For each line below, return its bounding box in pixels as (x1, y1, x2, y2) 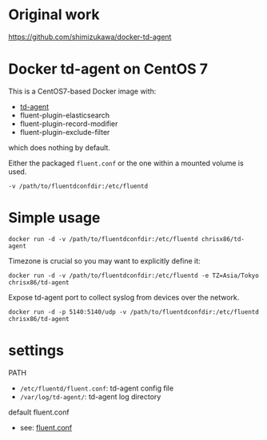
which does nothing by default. (8, 142, 110, 153)
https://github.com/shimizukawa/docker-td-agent (8, 32, 172, 42)
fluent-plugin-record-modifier (19, 118, 118, 129)
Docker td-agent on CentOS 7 (8, 60, 208, 78)
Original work (8, 6, 100, 24)
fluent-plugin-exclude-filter (19, 127, 110, 137)
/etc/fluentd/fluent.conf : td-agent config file (19, 383, 174, 393)
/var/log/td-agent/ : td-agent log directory (19, 391, 161, 401)
